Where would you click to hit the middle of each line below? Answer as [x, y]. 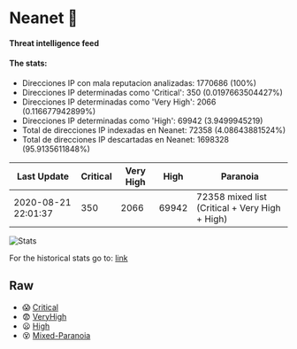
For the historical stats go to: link [69, 258]
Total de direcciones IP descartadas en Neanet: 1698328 [126, 139]
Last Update [42, 176]
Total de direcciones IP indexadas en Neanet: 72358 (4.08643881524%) [154, 130]
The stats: [28, 63]
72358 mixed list [232, 197]
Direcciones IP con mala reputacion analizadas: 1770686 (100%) [139, 82]
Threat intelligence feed [54, 43]
